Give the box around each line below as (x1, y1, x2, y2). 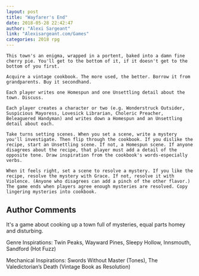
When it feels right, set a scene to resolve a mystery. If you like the (6, 168, 194, 174)
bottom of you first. (6, 63, 60, 69)
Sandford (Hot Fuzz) (6, 245, 57, 252)
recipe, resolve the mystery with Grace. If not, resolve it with (6, 173, 175, 179)
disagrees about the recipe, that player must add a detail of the (6, 147, 178, 153)
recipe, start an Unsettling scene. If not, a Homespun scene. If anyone (6, 142, 194, 148)
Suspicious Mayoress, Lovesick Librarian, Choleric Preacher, (6, 111, 164, 116)
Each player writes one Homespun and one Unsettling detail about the (6, 90, 185, 96)
